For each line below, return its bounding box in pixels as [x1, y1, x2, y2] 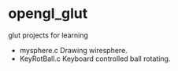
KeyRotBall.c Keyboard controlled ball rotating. [19, 54, 171, 63]
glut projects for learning [8, 30, 89, 40]
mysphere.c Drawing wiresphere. [19, 45, 128, 55]
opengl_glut [8, 5, 88, 23]
